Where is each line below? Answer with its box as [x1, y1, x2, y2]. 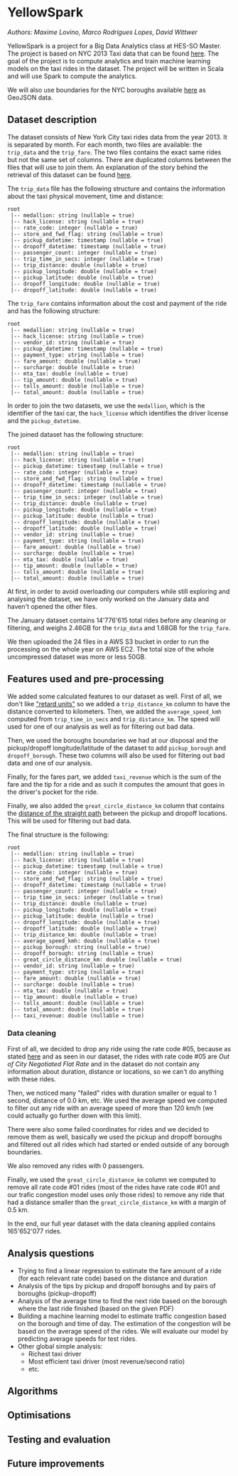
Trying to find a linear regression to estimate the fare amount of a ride [17, 1266, 222, 1275]
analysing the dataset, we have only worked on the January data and [7, 595, 210, 603]
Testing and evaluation [7, 1433, 111, 1445]
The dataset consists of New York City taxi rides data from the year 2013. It [7, 132, 227, 141]
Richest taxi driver [28, 1349, 82, 1358]
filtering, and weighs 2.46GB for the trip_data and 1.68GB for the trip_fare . [7, 623, 231, 632]
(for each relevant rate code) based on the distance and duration [17, 1274, 207, 1283]
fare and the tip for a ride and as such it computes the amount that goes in [7, 780, 225, 788]
